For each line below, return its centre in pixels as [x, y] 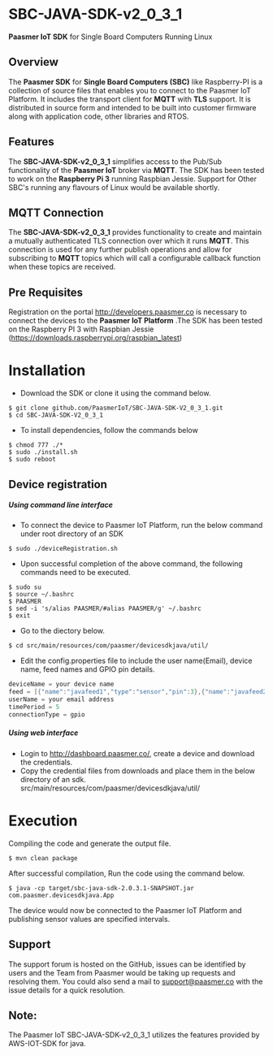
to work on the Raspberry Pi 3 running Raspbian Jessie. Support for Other [133, 179]
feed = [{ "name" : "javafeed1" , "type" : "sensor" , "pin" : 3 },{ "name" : [119, 692]
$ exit [19, 616]
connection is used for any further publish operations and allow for [120, 249]
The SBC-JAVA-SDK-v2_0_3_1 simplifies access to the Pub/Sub [115, 161]
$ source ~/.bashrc [41, 595]
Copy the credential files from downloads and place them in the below [138, 770]
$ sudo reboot [32, 460]
